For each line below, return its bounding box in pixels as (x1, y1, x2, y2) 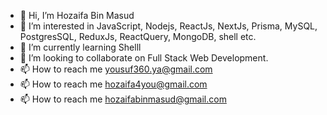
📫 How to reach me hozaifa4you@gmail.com (19, 78, 208, 90)
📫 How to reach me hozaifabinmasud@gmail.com (19, 93, 227, 105)
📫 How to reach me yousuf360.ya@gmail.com (19, 63, 213, 75)
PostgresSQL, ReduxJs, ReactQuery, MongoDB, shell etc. (19, 31, 257, 42)
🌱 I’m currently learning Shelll (19, 41, 142, 53)
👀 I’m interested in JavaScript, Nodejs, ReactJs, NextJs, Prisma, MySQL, (19, 20, 318, 32)
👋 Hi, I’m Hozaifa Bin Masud (19, 10, 135, 21)
